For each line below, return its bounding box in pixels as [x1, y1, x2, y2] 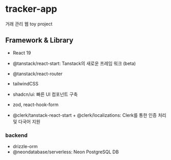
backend [5, 132, 28, 139]
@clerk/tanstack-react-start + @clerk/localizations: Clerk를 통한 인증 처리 [12, 112, 166, 118]
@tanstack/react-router [12, 70, 63, 77]
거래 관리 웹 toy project [5, 21, 53, 27]
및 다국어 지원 [12, 118, 40, 125]
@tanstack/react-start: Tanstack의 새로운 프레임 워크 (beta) [12, 60, 136, 66]
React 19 [12, 49, 31, 56]
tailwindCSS [12, 80, 38, 86]
